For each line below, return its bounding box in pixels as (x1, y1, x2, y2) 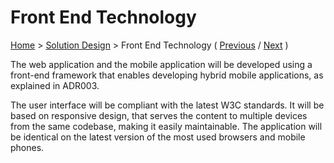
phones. (10, 141, 45, 153)
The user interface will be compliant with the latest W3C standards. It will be (10, 99, 325, 111)
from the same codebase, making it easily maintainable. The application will (10, 120, 323, 132)
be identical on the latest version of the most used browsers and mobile (10, 131, 306, 143)
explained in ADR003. (10, 79, 100, 91)
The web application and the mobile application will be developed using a (10, 58, 313, 70)
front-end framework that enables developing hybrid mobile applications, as (10, 69, 324, 81)
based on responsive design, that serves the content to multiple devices (10, 109, 308, 121)
